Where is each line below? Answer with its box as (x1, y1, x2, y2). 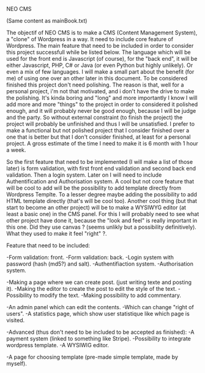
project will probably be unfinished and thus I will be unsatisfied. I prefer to (6, 120, 195, 128)
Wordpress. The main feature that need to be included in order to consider (6, 42, 194, 49)
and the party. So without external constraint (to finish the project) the (6, 113, 183, 121)
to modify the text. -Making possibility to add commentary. (33, 291, 182, 299)
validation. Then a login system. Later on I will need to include (6, 171, 162, 179)
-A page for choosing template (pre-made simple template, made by (6, 353, 179, 361)
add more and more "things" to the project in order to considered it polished (6, 101, 198, 108)
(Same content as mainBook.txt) (6, 17, 88, 24)
